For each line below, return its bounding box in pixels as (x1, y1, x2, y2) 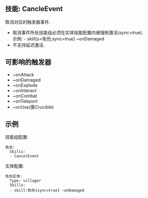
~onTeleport (12, 98, 38, 104)
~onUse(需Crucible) (12, 104, 54, 110)
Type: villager (9, 179, 41, 184)
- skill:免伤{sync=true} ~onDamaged (9, 188, 84, 193)
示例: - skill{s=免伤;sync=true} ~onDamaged (12, 35, 104, 41)
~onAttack (12, 71, 34, 77)
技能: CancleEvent (5, 4, 63, 13)
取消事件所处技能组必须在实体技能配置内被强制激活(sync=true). (12, 29, 143, 35)
